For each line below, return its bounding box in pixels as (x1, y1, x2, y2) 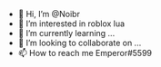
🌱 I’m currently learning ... (17, 28, 116, 38)
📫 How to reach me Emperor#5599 (17, 48, 153, 58)
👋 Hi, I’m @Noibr (17, 9, 80, 19)
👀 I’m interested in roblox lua (17, 18, 126, 29)
